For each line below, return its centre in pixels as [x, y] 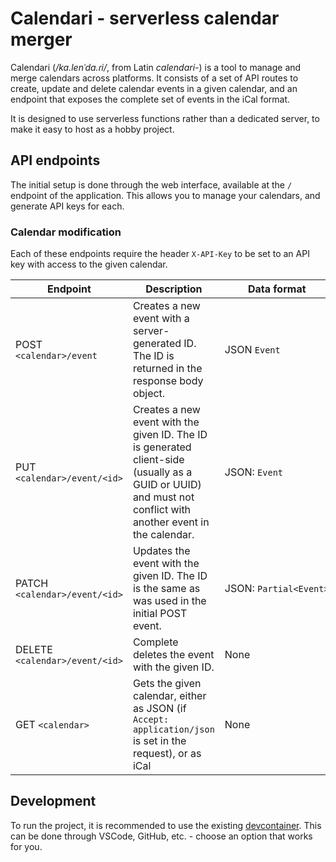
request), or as [167, 754]
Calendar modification [66, 232]
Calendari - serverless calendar [145, 18]
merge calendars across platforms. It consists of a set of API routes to [154, 78]
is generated [162, 447]
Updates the [161, 551]
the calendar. [163, 535]
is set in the [159, 741]
